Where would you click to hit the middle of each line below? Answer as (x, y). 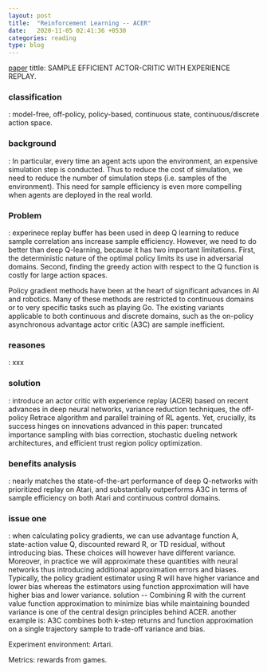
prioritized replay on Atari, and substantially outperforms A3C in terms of (128, 489)
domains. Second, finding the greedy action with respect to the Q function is (133, 267)
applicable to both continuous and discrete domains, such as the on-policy (131, 316)
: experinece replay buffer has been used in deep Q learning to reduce (124, 233)
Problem (25, 215)
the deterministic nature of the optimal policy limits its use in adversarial (126, 258)
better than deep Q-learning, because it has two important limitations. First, (132, 250)
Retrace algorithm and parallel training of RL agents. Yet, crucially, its (143, 417)
